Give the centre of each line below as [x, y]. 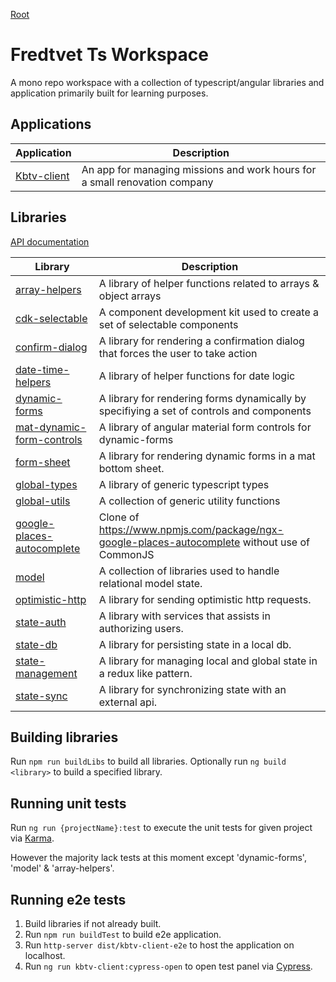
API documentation [50, 241]
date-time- [42, 369]
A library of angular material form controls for [205, 427]
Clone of [119, 517]
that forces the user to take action [178, 353]
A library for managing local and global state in [208, 661]
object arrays [130, 296]
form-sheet [43, 462]
